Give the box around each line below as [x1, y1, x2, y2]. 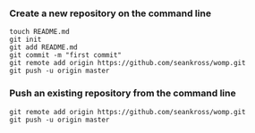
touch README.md [9, 28, 70, 37]
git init [9, 35, 42, 45]
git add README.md [9, 43, 78, 52]
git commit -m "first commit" [9, 51, 123, 60]
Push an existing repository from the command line [9, 87, 236, 100]
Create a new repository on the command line [9, 7, 212, 20]
